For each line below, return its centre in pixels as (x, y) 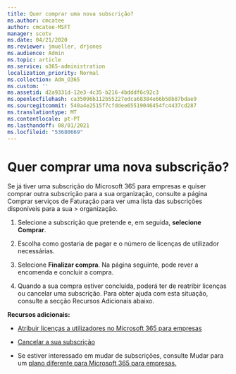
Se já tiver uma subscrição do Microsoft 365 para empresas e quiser (107, 186)
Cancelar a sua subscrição (56, 342)
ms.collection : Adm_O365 (44, 79)
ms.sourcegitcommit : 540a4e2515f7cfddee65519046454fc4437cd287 (102, 106)
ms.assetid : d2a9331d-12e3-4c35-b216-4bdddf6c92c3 (83, 92)
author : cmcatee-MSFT (39, 27)
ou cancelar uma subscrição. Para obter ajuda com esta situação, (113, 294)
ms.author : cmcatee (36, 20)
